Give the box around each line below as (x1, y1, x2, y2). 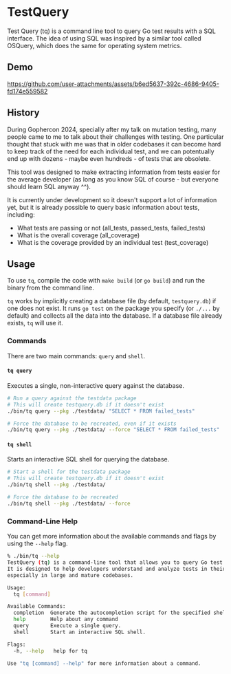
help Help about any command (13, 616, 118, 623)
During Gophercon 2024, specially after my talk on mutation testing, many (7, 125, 217, 133)
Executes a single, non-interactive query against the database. (7, 381, 184, 389)
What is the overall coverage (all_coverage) (16, 231, 140, 239)
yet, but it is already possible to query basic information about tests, (7, 203, 200, 211)
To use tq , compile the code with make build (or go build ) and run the (7, 276, 205, 285)
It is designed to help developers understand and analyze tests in (7, 565, 208, 572)
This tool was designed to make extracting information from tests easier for (7, 168, 221, 176)
